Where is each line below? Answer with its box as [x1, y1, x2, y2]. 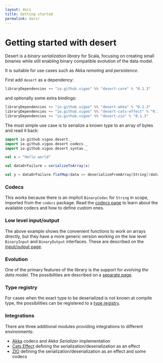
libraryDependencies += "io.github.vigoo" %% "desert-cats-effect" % [5, 109, 149, 114]
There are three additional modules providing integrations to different [5, 323, 143, 329]
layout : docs [5, 7, 32, 12]
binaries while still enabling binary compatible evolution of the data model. [5, 58, 154, 64]
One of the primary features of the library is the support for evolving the [5, 266, 149, 272]
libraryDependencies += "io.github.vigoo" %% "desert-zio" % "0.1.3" [5, 114, 149, 118]
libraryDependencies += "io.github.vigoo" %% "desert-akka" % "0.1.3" [5, 105, 151, 110]
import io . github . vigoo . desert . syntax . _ [5, 146, 88, 151]
